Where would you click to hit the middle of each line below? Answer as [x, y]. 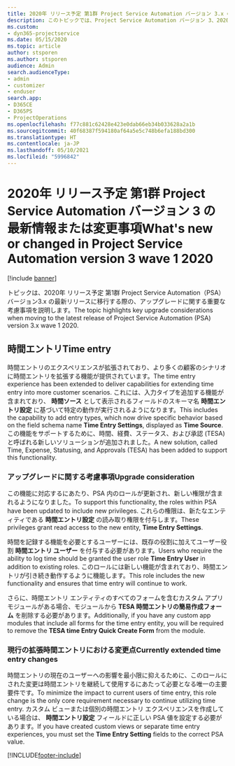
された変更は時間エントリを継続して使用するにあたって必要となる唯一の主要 [117, 684]
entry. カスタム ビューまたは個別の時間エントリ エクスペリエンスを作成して [116, 709]
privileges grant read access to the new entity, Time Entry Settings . [105, 527]
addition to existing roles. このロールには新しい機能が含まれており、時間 [111, 567]
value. [16, 742]
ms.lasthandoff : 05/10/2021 [48, 150]
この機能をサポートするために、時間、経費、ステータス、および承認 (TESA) [116, 433]
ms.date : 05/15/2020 [37, 40]
